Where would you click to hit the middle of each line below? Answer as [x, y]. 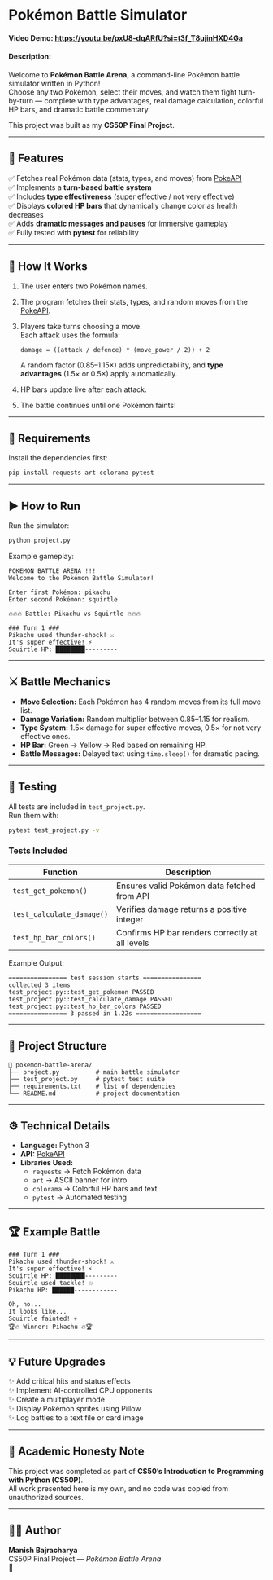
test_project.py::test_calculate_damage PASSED [91, 999]
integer [130, 919]
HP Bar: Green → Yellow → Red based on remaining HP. [113, 745]
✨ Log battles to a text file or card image [76, 1418]
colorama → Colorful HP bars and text [95, 1189]
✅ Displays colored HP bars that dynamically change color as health [123, 205]
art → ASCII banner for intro [80, 1180]
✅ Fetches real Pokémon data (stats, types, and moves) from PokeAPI [125, 178]
